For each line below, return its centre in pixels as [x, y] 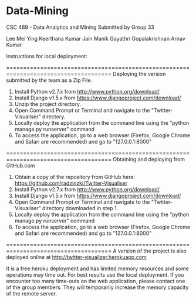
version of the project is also [152, 251]
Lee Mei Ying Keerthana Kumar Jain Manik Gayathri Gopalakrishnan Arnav [96, 38]
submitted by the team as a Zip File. [49, 80]
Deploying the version [139, 74]
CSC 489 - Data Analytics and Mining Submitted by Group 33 [80, 27]
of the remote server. [32, 293]
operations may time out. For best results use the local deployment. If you [95, 274]
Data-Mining [38, 11]
